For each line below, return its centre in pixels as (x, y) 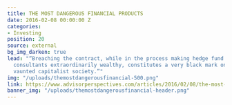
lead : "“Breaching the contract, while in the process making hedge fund (116, 59)
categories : (24, 26)
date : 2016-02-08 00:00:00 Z (49, 20)
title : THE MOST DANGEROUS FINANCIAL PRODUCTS (75, 13)
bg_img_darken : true (37, 52)
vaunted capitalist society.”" (58, 71)
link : (15, 84)
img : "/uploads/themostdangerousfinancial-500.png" (83, 78)
